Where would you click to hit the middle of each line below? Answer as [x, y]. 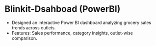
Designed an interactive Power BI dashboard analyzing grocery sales [81, 23]
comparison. [24, 38]
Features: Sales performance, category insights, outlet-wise [72, 33]
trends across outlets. [34, 27]
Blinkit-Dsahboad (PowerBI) [63, 9]
